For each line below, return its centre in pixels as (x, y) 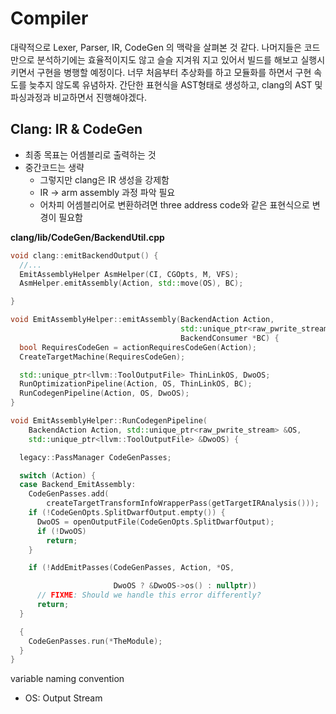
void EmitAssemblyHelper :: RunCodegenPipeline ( (109, 421)
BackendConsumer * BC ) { (230, 338)
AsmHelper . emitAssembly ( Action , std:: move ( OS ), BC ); (131, 283)
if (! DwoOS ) (61, 531)
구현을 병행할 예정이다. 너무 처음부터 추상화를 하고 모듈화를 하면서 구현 (174, 72)
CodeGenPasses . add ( (69, 494)
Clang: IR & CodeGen (76, 129)
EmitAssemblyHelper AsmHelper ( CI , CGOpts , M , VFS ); (129, 274)
